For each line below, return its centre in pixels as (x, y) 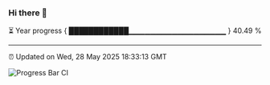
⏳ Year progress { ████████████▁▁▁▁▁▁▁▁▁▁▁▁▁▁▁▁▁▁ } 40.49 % (135, 30)
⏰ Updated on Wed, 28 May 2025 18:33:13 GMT (88, 57)
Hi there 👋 (28, 13)
